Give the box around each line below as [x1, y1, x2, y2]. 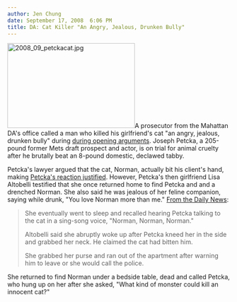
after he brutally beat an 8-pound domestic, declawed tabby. [7, 151, 185, 160]
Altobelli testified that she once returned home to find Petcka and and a [7, 180, 216, 189]
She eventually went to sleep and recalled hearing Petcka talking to [24, 209, 221, 218]
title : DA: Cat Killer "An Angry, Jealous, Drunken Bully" [7, 23, 185, 30]
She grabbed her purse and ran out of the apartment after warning [24, 252, 219, 260]
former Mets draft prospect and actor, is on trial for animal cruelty [28, 144, 219, 153]
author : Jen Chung [7, 10, 62, 18]
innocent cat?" [7, 288, 50, 296]
